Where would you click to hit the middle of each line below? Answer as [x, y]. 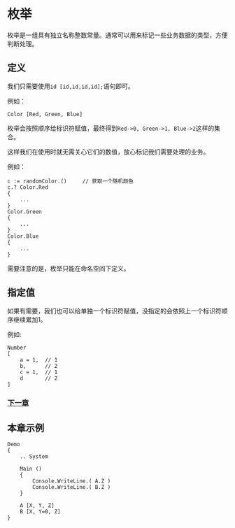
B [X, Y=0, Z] [40, 512]
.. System [34, 457]
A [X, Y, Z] [37, 506]
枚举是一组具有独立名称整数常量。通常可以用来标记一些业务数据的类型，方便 [117, 35]
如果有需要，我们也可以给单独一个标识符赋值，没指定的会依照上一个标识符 [114, 311]
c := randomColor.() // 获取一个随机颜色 [71, 181]
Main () [31, 469]
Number [17, 348]
